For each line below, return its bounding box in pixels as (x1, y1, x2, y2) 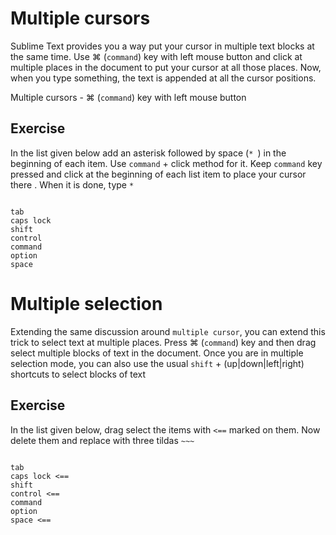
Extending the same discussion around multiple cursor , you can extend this (10, 325, 326, 337)
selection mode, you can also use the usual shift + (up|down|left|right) (10, 357, 305, 369)
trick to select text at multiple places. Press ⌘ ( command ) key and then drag (10, 336, 317, 348)
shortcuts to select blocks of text (10, 368, 147, 380)
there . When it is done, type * (10, 178, 135, 191)
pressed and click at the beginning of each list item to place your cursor (10, 168, 307, 180)
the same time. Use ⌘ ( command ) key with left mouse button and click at (10, 50, 303, 62)
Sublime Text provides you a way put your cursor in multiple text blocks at (10, 40, 315, 52)
